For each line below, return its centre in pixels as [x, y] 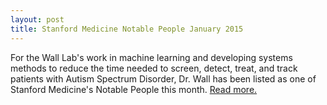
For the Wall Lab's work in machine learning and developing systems [151, 57]
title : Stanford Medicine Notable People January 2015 [127, 29]
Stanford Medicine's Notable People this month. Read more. [134, 89]
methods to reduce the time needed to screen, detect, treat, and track [154, 68]
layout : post [37, 19]
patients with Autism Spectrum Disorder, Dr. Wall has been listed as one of [163, 78]
